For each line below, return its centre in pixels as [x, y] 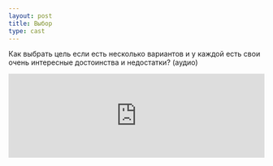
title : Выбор [30, 23]
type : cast [27, 31]
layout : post [30, 16]
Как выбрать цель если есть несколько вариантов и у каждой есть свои [134, 54]
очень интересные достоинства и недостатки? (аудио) [103, 62]
